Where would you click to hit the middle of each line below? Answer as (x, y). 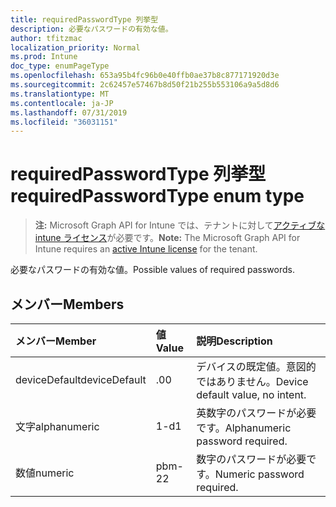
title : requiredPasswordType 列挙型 (84, 19)
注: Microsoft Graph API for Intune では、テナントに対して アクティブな (180, 225)
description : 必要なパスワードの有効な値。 (91, 29)
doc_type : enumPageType (60, 66)
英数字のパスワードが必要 (256, 413)
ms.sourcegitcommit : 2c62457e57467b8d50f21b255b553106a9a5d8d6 (145, 85)
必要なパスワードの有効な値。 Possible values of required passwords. (152, 270)
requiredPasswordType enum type (157, 196)
